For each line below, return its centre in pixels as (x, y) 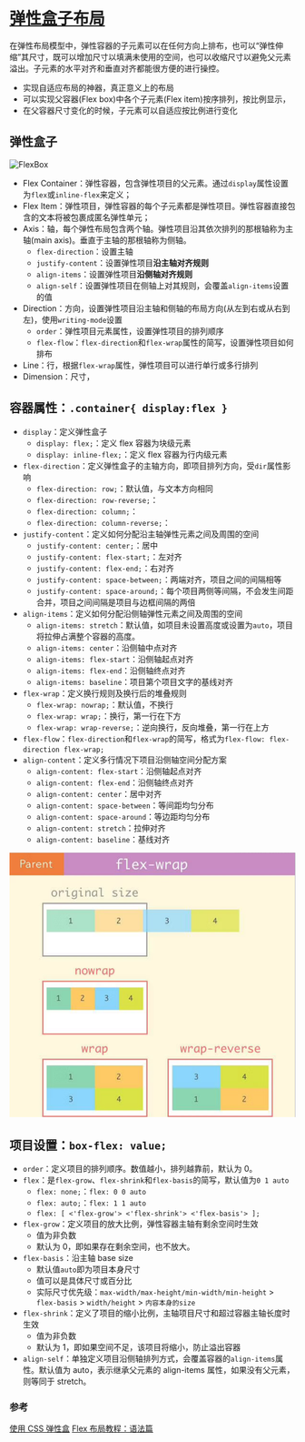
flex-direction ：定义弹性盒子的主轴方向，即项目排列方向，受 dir (145, 466)
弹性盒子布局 (58, 19)
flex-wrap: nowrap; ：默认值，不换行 (105, 704)
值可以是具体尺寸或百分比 (84, 1281)
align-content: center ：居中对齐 (98, 793)
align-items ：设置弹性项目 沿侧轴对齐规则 (114, 274)
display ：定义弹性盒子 (64, 431)
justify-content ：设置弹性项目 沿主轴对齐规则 (122, 262)
